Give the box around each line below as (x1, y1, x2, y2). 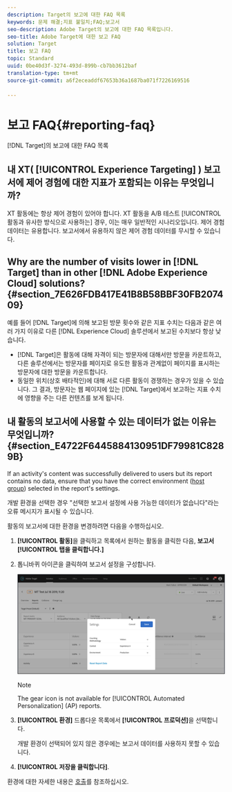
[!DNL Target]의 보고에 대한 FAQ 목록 (7, 141, 109, 150)
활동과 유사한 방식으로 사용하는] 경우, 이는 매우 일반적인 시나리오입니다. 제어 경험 (7, 218, 225, 227)
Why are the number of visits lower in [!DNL (7, 256, 199, 267)
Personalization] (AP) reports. (17, 701, 102, 710)
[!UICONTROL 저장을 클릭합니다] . (17, 762, 110, 771)
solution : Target (7, 40, 57, 48)
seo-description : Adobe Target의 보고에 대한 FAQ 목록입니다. (7, 26, 174, 33)
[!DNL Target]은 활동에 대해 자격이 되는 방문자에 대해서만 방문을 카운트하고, (17, 350, 222, 358)
